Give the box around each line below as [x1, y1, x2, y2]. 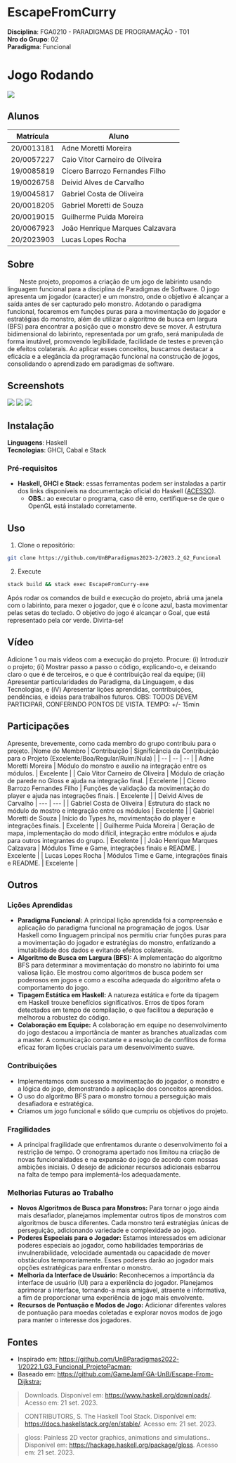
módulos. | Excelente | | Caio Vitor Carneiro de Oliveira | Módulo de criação [7, 768, 225, 778]
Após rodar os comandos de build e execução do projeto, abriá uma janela [7, 593, 223, 602]
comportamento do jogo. [17, 983, 90, 992]
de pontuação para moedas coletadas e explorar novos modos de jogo [17, 1308, 223, 1317]
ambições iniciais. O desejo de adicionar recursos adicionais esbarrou [17, 1163, 221, 1171]
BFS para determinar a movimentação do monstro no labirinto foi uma [17, 961, 220, 970]
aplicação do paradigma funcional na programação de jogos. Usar [17, 923, 209, 932]
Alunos [7, 110, 40, 122]
